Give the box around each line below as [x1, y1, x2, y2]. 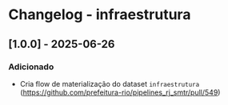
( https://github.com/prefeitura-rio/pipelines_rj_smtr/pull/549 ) [19, 87, 221, 97]
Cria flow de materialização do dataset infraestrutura [19, 79, 200, 88]
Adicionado [8, 61, 54, 72]
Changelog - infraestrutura [8, 6, 191, 24]
